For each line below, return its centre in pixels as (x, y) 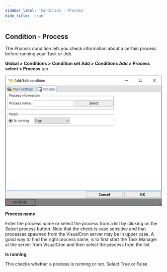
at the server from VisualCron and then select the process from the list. (78, 245)
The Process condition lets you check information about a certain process (81, 49)
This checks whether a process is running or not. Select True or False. (77, 264)
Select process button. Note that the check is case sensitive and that (76, 229)
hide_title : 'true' (25, 16)
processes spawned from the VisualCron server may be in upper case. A (80, 234)
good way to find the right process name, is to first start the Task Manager (81, 240)
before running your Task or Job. (39, 54)
